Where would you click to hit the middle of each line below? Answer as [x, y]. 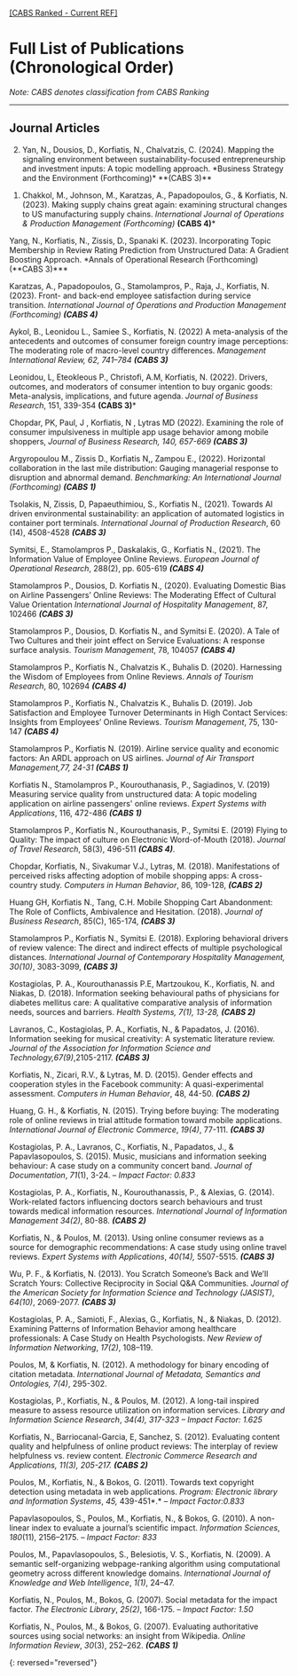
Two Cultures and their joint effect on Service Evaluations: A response [137, 640]
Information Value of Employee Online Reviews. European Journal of [134, 559]
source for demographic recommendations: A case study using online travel [148, 1247]
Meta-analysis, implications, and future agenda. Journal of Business [134, 396]
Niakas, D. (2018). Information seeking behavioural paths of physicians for [144, 993]
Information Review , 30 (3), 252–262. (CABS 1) [94, 1645]
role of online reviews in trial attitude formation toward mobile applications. [146, 1120]
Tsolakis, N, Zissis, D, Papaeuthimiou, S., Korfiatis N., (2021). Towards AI [141, 504]
